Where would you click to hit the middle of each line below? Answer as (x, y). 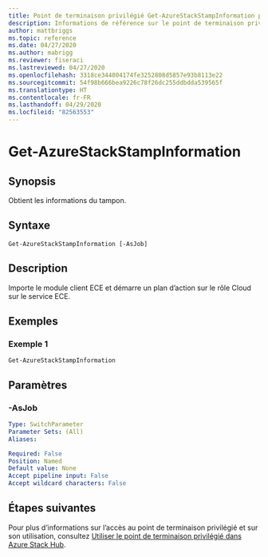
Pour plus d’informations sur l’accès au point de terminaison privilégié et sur (133, 527)
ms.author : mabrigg (41, 53)
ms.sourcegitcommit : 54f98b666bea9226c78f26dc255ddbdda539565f (116, 82)
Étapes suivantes (52, 508)
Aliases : (23, 439)
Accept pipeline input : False (59, 476)
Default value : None (43, 468)
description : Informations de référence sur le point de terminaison (126, 23)
